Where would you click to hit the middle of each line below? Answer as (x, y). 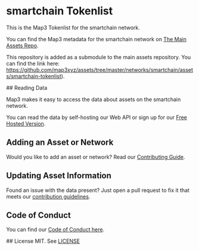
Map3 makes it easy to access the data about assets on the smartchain (94, 99)
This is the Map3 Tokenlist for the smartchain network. (73, 28)
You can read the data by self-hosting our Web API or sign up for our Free (97, 117)
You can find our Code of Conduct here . (55, 230)
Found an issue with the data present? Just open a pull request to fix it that (98, 190)
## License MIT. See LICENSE (43, 241)
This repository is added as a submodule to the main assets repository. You (99, 57)
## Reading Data (27, 87)
